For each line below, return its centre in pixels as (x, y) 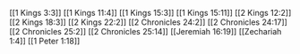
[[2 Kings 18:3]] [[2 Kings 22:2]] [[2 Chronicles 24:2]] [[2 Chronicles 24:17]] (149, 22)
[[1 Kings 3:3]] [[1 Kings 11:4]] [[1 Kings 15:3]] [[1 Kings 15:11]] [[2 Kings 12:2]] (150, 13)
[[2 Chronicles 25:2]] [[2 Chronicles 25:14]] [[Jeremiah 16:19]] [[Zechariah (146, 31)
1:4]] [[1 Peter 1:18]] (45, 41)
